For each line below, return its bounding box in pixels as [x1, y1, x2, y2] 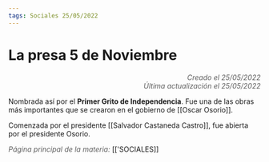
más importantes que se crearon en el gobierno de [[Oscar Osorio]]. [8, 105, 234, 114]
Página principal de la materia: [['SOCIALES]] [8, 144, 159, 154]
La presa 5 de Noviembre [8, 45, 178, 64]
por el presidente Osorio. [8, 128, 90, 138]
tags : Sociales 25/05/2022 [8, 11, 98, 20]
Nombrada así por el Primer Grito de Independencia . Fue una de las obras [8, 97, 255, 106]
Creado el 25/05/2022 [187, 73, 261, 82]
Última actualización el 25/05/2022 [143, 81, 261, 90]
